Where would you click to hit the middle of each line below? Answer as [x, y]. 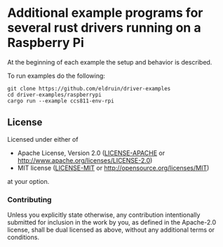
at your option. [28, 181]
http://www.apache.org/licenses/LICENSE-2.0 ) [85, 160]
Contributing [29, 199]
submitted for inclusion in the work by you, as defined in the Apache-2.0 [111, 222]
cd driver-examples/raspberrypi [54, 95]
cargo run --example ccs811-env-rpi [61, 101]
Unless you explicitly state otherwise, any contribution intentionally [104, 215]
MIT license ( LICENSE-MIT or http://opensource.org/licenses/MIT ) [113, 168]
